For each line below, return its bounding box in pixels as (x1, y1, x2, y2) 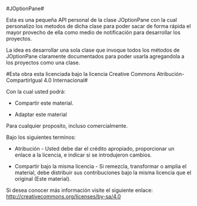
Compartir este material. (14, 99, 74, 107)
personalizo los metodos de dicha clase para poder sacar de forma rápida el (6, 23, 191, 29)
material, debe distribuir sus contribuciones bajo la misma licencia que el (14, 169, 192, 176)
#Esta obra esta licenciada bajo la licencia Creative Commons (6, 71, 156, 77)
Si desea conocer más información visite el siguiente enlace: (6, 187, 153, 194)
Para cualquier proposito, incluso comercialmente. (6, 122, 128, 129)
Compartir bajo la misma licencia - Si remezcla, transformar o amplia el (14, 163, 187, 170)
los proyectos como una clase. (6, 59, 81, 66)
